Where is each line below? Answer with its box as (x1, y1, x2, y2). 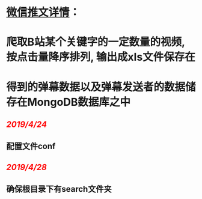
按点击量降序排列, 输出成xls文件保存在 (6, 51, 195, 64)
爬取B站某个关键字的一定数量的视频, (6, 35, 185, 49)
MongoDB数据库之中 (27, 95, 131, 109)
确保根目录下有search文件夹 (6, 184, 112, 194)
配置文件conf (6, 141, 56, 152)
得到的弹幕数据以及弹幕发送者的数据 (6, 80, 186, 94)
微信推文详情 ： (6, 5, 81, 19)
